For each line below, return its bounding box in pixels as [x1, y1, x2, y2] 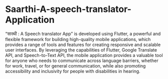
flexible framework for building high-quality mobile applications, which [5, 36, 151, 42]
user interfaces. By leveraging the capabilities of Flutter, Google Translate [5, 46, 157, 53]
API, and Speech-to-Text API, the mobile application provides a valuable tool [5, 52, 163, 58]
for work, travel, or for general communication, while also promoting [5, 62, 146, 68]
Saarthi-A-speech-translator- [5, 3, 132, 15]
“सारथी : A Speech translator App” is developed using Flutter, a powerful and [5, 30, 161, 36]
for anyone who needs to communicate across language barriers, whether [5, 57, 159, 63]
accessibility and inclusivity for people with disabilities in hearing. [5, 68, 140, 74]
